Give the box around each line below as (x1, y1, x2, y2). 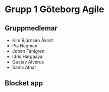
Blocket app (5, 79, 43, 87)
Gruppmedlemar (5, 24, 58, 33)
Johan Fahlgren (12, 48, 45, 54)
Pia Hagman (12, 43, 38, 49)
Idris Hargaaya (12, 53, 43, 59)
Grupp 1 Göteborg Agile (5, 4, 104, 15)
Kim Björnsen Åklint (12, 37, 53, 43)
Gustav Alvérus (12, 59, 44, 65)
